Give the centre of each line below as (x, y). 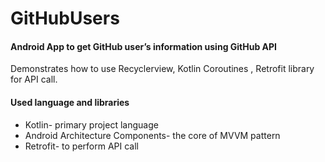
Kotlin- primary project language (91, 124)
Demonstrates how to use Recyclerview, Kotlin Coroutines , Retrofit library (162, 69)
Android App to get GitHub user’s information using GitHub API (144, 46)
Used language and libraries (70, 102)
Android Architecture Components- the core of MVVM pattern (152, 135)
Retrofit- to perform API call (81, 146)
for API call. (34, 79)
